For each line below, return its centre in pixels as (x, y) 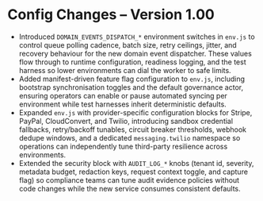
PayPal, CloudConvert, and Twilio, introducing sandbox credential (126, 121)
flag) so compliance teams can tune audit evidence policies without (129, 180)
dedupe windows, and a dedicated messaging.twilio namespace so (130, 137)
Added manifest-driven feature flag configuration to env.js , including (132, 79)
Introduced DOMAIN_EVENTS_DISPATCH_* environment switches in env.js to (137, 37)
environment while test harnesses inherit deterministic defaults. (122, 104)
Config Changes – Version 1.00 (111, 15)
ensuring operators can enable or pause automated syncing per (123, 95)
